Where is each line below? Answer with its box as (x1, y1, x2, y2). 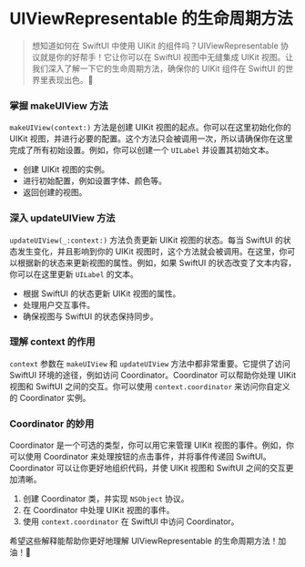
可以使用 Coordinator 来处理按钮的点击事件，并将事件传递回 (9, 451, 235, 462)
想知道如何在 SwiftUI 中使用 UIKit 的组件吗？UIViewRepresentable (31, 40, 280, 51)
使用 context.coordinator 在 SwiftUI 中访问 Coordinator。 (22, 516, 239, 527)
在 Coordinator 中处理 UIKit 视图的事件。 (22, 505, 175, 516)
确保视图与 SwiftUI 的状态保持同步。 (22, 311, 158, 322)
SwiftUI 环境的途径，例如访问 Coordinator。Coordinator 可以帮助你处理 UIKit (9, 369, 297, 380)
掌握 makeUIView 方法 (9, 99, 109, 112)
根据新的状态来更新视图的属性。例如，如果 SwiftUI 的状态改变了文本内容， (16, 257, 297, 268)
